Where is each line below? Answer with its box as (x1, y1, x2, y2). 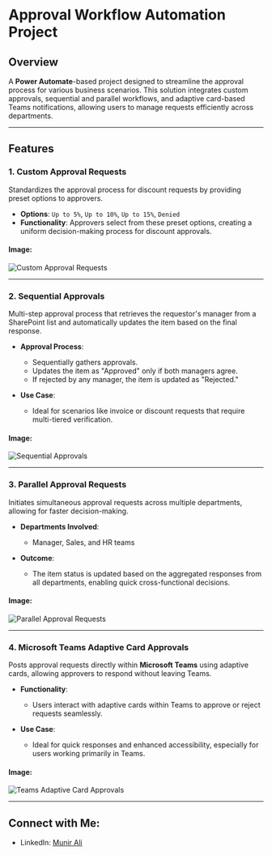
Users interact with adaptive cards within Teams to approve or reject (32, 700, 261, 710)
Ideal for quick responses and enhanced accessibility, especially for (32, 740, 259, 750)
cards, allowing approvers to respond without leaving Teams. (8, 669, 212, 678)
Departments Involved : (19, 521, 100, 531)
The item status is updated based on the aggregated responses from (32, 568, 261, 578)
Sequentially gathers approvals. (32, 358, 138, 368)
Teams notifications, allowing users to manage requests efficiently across (8, 103, 253, 112)
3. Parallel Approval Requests (8, 479, 127, 491)
